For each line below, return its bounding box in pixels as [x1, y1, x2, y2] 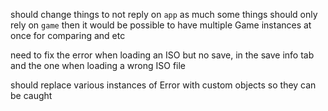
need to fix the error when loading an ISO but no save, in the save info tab [10, 49, 315, 61]
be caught [10, 90, 53, 101]
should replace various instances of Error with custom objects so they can [10, 79, 317, 91]
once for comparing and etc [10, 30, 126, 41]
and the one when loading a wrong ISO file [10, 60, 187, 71]
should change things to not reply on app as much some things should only [10, 9, 318, 20]
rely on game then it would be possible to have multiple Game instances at [10, 19, 312, 31]
